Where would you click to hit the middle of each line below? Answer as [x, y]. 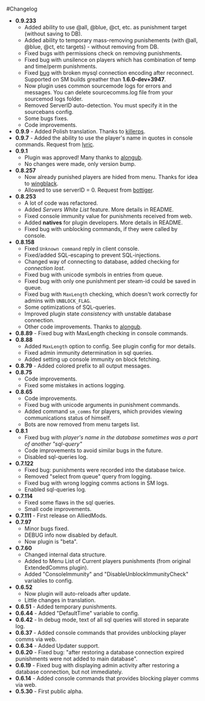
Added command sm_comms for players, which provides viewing [103, 411]
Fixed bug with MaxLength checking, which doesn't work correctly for [111, 294]
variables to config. [49, 581]
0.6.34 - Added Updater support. [57, 646]
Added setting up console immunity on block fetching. [92, 359]
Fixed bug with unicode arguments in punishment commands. [102, 405]
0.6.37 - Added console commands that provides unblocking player [101, 633]
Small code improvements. [58, 509]
